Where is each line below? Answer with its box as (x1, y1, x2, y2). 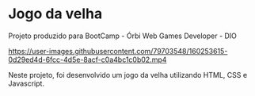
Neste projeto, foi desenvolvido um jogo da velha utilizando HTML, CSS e (8, 70, 248, 79)
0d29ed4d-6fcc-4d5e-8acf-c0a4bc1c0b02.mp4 (8, 55, 167, 64)
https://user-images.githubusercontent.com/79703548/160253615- (8, 46, 228, 56)
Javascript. (8, 79, 45, 88)
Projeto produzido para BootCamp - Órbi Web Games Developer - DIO (8, 31, 238, 40)
